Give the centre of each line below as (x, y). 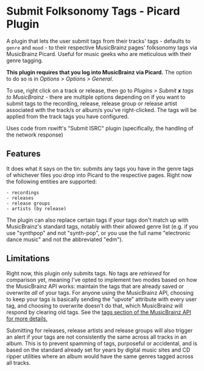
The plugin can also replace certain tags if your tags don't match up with (97, 220)
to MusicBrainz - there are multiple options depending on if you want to (96, 97)
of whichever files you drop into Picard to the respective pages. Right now (99, 175)
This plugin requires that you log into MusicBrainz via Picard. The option (99, 72)
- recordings (23, 193)
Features (23, 154)
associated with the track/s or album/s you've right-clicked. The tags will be (101, 110)
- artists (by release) (37, 208)
